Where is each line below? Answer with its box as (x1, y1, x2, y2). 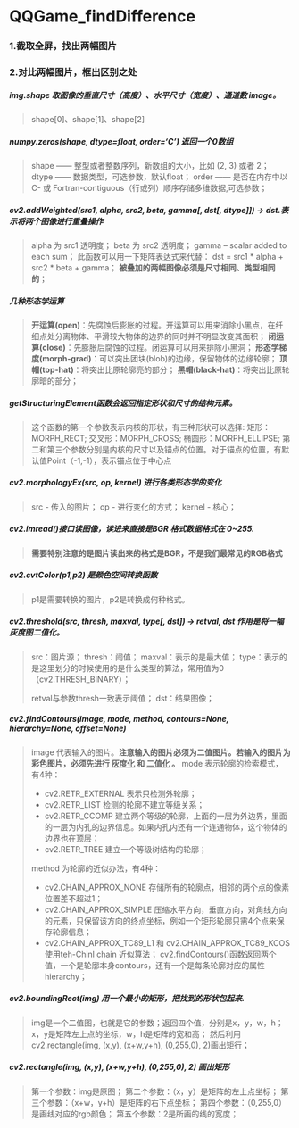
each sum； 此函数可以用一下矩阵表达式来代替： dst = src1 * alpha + (30, 251, 284, 261)
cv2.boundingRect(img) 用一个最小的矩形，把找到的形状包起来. (9, 993, 245, 1004)
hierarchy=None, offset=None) (9, 723, 127, 734)
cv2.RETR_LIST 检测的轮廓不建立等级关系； (44, 799, 205, 809)
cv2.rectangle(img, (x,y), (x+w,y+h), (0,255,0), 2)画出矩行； (30, 1040, 250, 1050)
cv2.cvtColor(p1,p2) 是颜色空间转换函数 (9, 569, 158, 581)
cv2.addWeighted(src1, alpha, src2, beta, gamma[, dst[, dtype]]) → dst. (9, 204, 281, 215)
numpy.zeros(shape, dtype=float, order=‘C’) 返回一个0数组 (9, 136, 234, 146)
